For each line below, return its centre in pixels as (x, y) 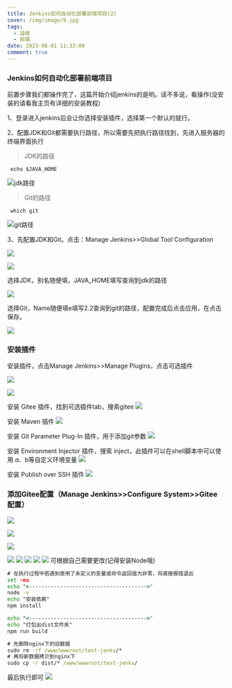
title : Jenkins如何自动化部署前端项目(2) (62, 14)
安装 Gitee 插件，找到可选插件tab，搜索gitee (71, 407)
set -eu (18, 580)
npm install (24, 606)
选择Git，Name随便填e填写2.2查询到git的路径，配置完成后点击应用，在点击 (115, 308)
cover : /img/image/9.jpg (43, 20)
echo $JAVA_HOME (34, 170)
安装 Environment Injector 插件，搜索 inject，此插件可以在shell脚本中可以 (111, 451)
